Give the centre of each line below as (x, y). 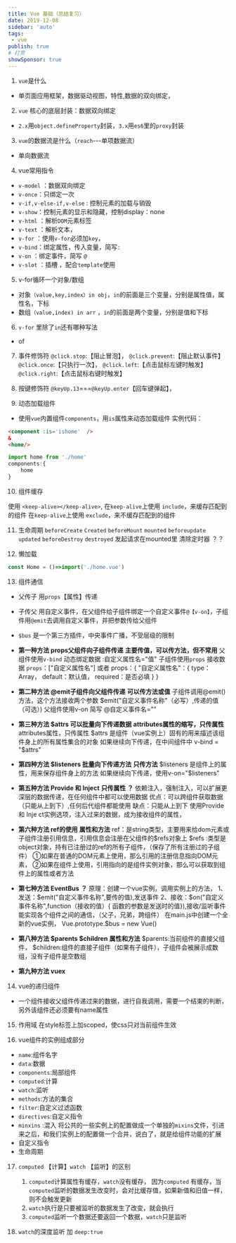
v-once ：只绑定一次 (46, 194)
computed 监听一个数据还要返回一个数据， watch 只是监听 (107, 1216)
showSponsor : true (35, 60)
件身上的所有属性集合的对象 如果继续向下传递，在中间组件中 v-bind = (118, 742)
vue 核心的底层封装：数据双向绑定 (67, 111)
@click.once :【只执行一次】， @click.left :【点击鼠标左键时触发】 (112, 364)
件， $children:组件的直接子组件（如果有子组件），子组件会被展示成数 (118, 947)
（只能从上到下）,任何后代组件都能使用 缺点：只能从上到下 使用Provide (121, 805)
